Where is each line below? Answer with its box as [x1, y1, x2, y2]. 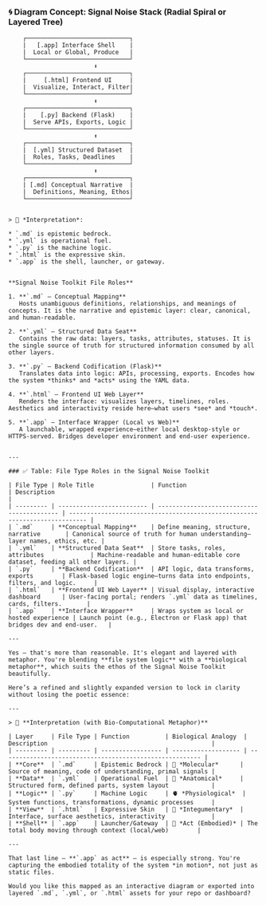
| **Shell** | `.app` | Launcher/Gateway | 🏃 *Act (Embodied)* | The [8, 820, 259, 828]
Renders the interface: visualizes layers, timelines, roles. [18, 397, 229, 405]
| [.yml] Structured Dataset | [22, 146, 134, 154]
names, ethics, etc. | [29, 537, 105, 545]
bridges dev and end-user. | [8, 621, 112, 629]
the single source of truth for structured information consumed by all [8, 342, 255, 350]
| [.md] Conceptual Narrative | [22, 181, 134, 189]
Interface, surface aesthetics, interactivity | [8, 812, 216, 820]
